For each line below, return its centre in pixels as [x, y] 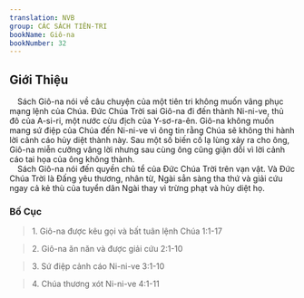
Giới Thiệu [39, 79]
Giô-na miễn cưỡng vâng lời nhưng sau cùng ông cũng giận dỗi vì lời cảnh [147, 149]
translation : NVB [42, 18]
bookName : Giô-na [42, 34]
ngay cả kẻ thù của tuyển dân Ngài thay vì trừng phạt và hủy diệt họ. [137, 188]
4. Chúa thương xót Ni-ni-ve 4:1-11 [96, 284]
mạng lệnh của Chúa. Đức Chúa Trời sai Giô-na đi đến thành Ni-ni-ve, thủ [147, 111]
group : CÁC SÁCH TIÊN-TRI [58, 26]
